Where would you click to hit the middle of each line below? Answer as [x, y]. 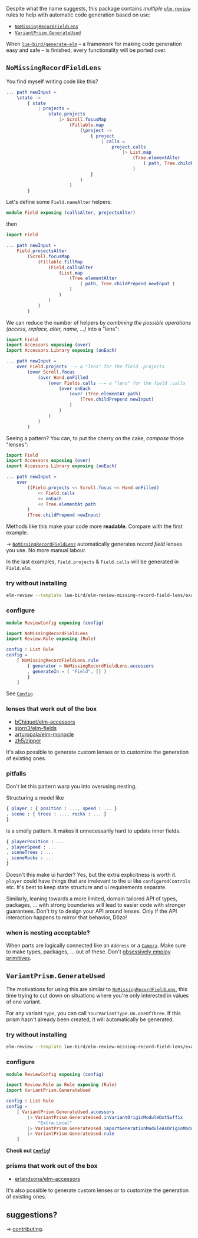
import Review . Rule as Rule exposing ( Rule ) [62, 1085]
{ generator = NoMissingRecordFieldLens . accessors [91, 666]
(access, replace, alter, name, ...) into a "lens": [62, 329]
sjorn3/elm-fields [36, 728]
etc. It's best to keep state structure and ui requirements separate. [86, 887]
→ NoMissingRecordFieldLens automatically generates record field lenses [94, 544]
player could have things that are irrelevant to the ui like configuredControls [98, 881]
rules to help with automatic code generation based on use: [78, 15]
